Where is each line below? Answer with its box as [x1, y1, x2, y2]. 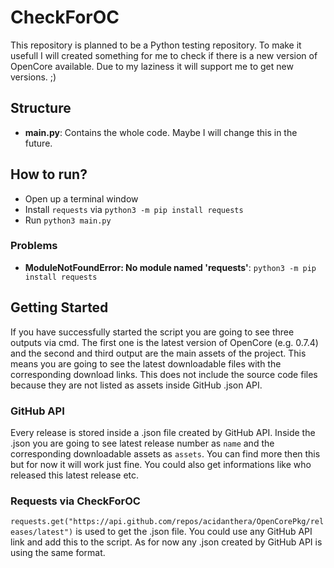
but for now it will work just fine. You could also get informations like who [10, 458, 312, 470]
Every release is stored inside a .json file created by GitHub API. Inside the [10, 426, 316, 438]
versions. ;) [10, 71, 57, 83]
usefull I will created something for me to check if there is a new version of [10, 49, 318, 61]
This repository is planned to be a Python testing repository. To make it [10, 39, 302, 51]
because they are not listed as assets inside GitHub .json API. [10, 379, 263, 391]
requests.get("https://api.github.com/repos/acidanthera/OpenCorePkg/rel [10, 517, 325, 527]
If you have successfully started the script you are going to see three [10, 326, 295, 338]
